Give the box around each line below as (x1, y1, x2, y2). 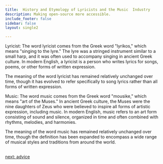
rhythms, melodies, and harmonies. (5, 119, 77, 125)
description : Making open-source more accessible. (5, 12, 111, 17)
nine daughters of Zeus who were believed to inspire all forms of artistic (5, 104, 151, 110)
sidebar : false (5, 21, 36, 26)
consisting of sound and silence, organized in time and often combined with (5, 114, 159, 120)
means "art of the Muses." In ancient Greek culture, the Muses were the (5, 98, 151, 104)
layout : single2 (5, 25, 38, 30)
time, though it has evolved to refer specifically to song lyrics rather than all (5, 79, 158, 85)
